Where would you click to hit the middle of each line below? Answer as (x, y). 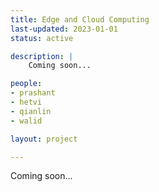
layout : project (44, 139)
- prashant (33, 93)
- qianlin (31, 111)
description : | (42, 56)
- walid (26, 121)
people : (26, 84)
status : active (42, 38)
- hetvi (26, 102)
